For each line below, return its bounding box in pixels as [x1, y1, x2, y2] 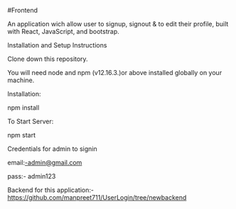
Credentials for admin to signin [7, 145, 97, 153]
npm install [7, 103, 40, 112]
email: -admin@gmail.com [7, 159, 82, 166]
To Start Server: [7, 117, 54, 125]
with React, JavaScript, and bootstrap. [7, 28, 119, 35]
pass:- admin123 [7, 172, 56, 180]
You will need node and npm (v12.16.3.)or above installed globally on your [7, 69, 222, 77]
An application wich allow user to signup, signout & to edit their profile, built [7, 20, 229, 28]
